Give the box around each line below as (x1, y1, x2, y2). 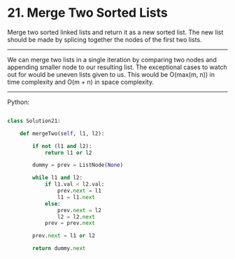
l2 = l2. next (57, 213, 96, 221)
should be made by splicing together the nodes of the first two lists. (7, 35, 202, 43)
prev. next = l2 (57, 207, 101, 214)
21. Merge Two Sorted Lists (7, 5, 168, 21)
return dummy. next (32, 245, 86, 252)
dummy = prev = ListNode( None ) (32, 162, 124, 169)
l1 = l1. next (57, 193, 96, 200)
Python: (7, 98, 30, 106)
